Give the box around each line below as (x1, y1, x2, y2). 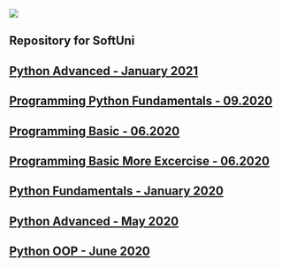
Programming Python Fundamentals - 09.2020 (9, 94, 273, 109)
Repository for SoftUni (9, 34, 135, 49)
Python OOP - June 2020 (9, 244, 150, 259)
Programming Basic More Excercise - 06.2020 (9, 153, 270, 168)
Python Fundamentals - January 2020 (9, 184, 224, 199)
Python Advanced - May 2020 (9, 213, 179, 229)
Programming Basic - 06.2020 (9, 124, 180, 139)
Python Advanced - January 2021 (9, 63, 199, 79)
